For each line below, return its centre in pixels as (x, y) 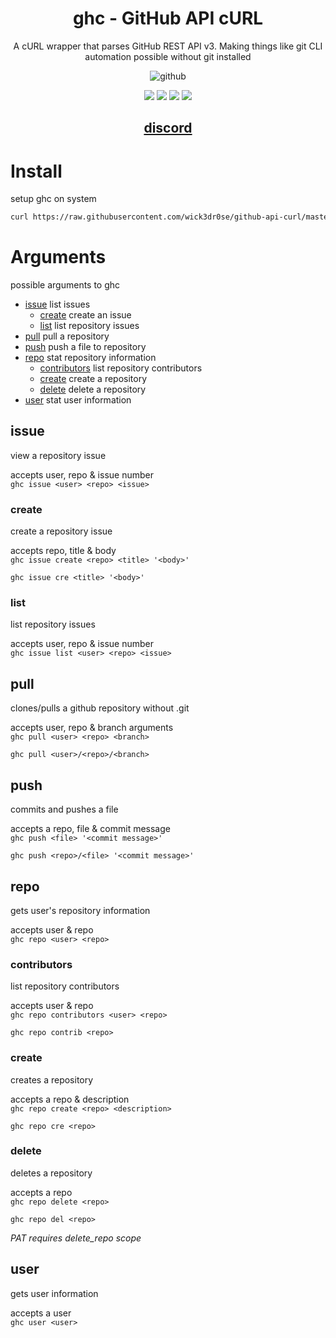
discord (168, 128)
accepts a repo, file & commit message (90, 829)
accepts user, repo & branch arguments (92, 728)
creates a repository (52, 1079)
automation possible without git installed (168, 56)
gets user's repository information (80, 910)
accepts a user (41, 1313)
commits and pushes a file (64, 809)
